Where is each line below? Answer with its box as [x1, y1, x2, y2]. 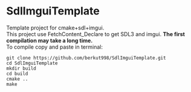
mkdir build [6, 65, 36, 72]
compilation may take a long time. [6, 37, 93, 44]
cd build [6, 70, 28, 76]
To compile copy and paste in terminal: [6, 43, 103, 51]
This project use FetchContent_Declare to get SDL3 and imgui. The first [6, 30, 186, 37]
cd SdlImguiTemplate [6, 60, 59, 66]
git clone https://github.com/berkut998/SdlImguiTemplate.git [6, 55, 166, 61]
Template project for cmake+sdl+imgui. [6, 24, 105, 31]
